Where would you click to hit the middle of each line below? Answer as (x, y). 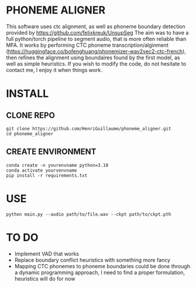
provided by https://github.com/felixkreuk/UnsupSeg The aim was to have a (97, 32)
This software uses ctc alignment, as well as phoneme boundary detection (96, 26)
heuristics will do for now (45, 278)
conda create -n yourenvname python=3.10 (57, 165)
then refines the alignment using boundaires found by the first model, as (93, 57)
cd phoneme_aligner (30, 134)
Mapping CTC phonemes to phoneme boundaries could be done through (102, 266)
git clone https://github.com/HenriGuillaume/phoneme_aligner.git (89, 129)
